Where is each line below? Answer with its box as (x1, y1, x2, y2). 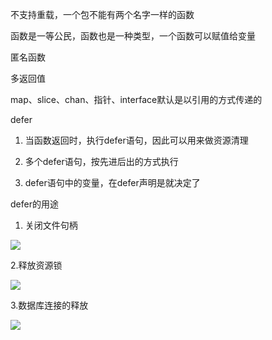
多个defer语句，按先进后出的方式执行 (24, 156, 179, 167)
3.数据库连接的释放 (10, 299, 89, 311)
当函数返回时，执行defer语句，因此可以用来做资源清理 (24, 134, 249, 146)
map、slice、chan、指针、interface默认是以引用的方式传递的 (10, 94, 263, 105)
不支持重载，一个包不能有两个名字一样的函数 (10, 9, 195, 20)
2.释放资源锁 (10, 259, 63, 271)
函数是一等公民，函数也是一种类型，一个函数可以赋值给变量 (10, 30, 256, 42)
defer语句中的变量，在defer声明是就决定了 (24, 177, 201, 188)
